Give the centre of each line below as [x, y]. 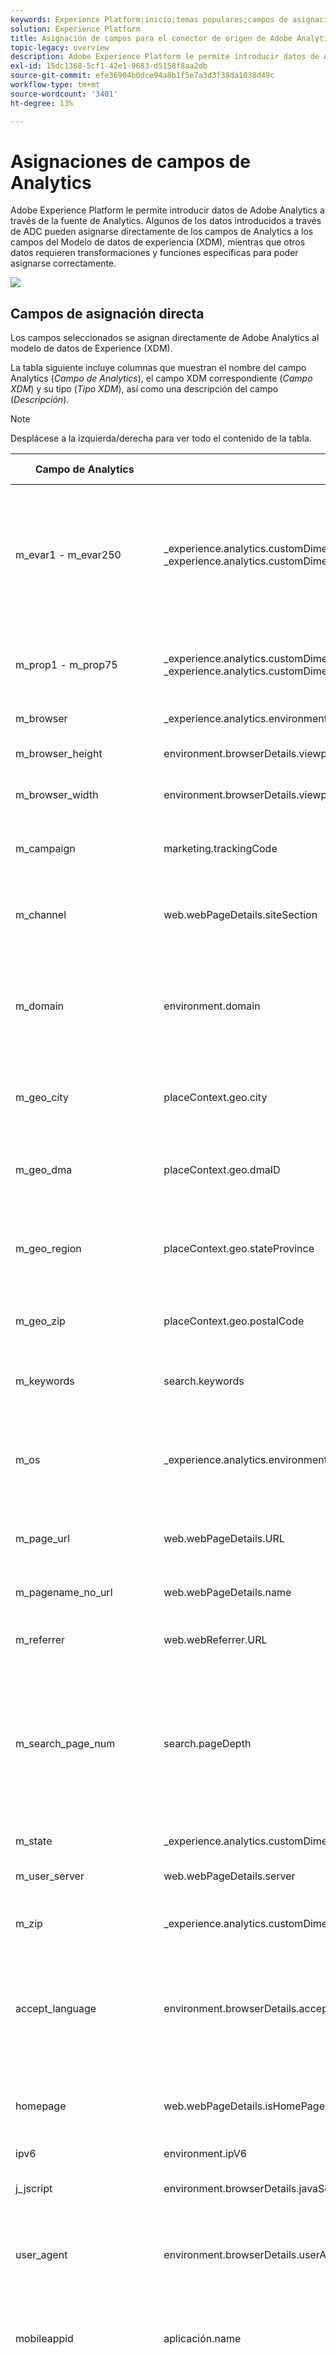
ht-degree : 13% [42, 103]
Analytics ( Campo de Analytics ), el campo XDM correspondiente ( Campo [161, 378]
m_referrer [40, 1640]
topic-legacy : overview [60, 47]
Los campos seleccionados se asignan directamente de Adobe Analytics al [165, 338]
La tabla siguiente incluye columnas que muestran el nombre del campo [158, 368]
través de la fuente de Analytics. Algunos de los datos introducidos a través [166, 221]
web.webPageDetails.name [227, 1593]
